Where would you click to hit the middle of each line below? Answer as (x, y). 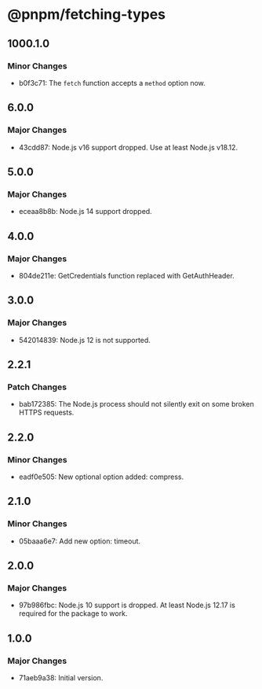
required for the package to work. (73, 613)
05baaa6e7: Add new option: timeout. (80, 541)
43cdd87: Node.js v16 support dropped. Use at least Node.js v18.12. (128, 147)
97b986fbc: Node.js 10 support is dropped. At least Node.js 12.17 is (127, 605)
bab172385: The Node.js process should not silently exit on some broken (136, 404)
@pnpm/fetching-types (87, 15)
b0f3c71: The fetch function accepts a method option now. (112, 83)
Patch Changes (37, 387)
